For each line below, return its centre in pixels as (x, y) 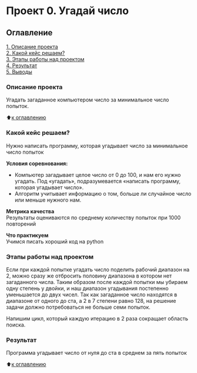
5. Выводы (19, 72)
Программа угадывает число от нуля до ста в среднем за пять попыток (96, 353)
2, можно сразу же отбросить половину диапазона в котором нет (89, 276)
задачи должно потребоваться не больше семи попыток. (79, 307)
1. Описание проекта (32, 47)
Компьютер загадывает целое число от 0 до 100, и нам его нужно (98, 174)
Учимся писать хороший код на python (55, 241)
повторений (21, 224)
